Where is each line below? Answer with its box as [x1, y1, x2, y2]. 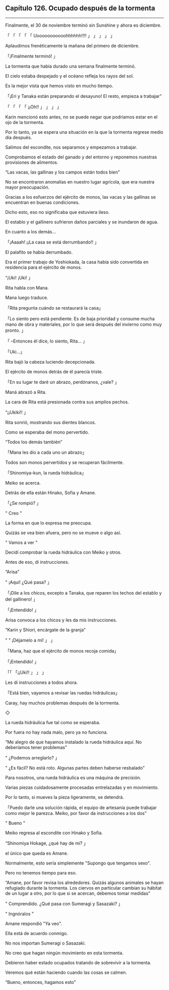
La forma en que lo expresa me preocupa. [5, 519, 92, 526]
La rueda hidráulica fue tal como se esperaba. [5, 719, 101, 725]
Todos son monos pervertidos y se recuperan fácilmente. [5, 459, 124, 465]
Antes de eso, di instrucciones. [5, 559, 69, 565]
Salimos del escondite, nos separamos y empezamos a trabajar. [5, 144, 137, 150]
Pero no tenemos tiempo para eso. [5, 869, 77, 876]
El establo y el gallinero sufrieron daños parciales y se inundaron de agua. [5, 219, 158, 225]
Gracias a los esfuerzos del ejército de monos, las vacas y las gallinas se [5, 194, 156, 200]
